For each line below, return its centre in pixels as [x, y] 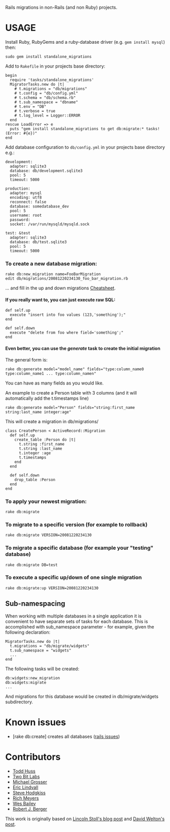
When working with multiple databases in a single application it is [74, 616]
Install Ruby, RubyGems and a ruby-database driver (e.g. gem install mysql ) [85, 42]
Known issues [36, 722]
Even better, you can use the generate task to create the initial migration [83, 348]
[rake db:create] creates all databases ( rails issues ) [66, 736]
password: [20, 220]
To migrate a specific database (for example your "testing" [79, 548]
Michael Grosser [30, 782]
